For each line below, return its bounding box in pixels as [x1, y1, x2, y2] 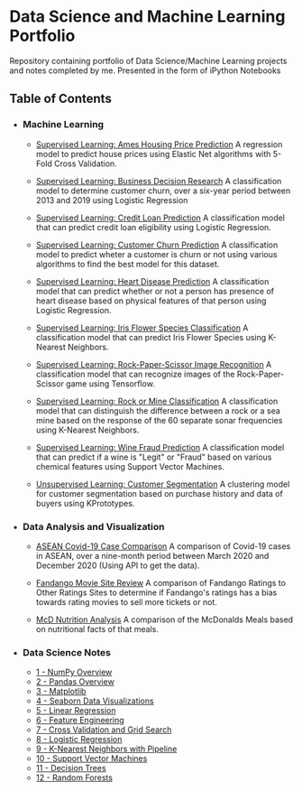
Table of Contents [9, 91, 113, 107]
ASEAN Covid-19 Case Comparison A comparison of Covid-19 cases [35, 540, 291, 552]
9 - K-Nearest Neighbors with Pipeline [35, 743, 178, 755]
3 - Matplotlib [35, 686, 87, 697]
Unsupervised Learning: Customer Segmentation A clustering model [35, 479, 290, 489]
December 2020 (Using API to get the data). [35, 560, 200, 571]
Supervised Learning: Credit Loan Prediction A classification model [35, 212, 286, 223]
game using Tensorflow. [66, 377, 155, 389]
